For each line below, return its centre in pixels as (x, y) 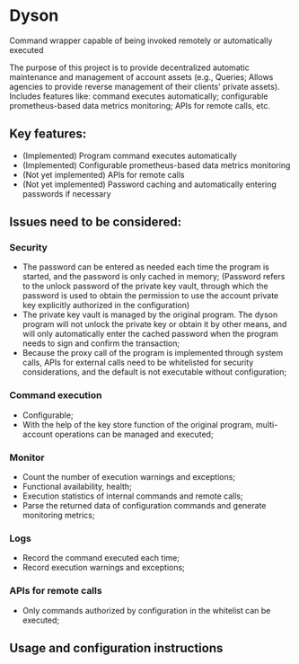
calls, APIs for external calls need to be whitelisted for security (138, 363)
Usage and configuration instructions (116, 648)
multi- (267, 424)
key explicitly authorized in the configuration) (106, 305)
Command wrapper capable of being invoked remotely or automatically (141, 40)
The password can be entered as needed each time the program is (145, 267)
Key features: (48, 134)
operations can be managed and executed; (134, 434)
